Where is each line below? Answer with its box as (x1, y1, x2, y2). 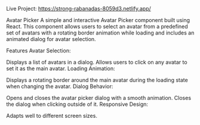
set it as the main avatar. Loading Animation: (6, 65, 115, 72)
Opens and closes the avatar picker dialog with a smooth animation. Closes (6, 95, 192, 101)
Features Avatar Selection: (6, 47, 71, 54)
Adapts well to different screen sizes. (6, 112, 97, 119)
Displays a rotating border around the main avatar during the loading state (6, 77, 188, 83)
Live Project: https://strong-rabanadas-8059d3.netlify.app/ (6, 5, 151, 12)
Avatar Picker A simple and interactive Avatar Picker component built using (6, 17, 190, 23)
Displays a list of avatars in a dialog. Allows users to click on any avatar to (6, 59, 187, 65)
